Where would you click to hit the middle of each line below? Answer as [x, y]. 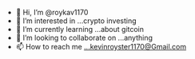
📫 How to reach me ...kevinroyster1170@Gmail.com [101, 47]
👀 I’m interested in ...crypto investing [76, 21]
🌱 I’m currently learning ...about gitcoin [80, 29]
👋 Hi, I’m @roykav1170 [52, 12]
